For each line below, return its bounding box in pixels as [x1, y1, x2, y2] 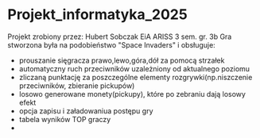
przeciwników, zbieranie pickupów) [18, 81, 135, 90]
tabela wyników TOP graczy [18, 114, 111, 124]
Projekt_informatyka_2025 [7, 6, 188, 24]
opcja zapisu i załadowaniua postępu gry [18, 105, 153, 116]
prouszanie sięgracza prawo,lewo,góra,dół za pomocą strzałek [18, 56, 225, 65]
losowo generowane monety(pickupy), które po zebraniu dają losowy [18, 89, 246, 98]
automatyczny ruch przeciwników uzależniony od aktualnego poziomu [18, 63, 250, 73]
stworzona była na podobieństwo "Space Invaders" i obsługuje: [7, 40, 215, 49]
